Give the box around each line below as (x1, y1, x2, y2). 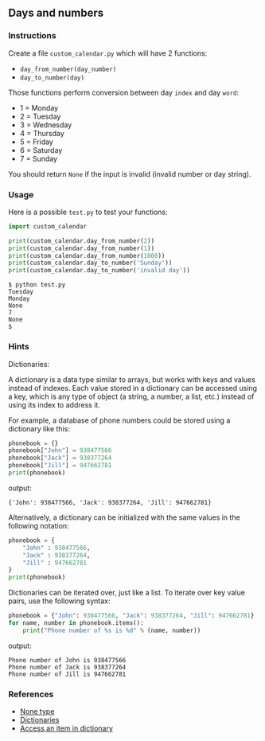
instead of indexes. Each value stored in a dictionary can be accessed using (8, 383, 257, 392)
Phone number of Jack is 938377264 (8, 663, 127, 671)
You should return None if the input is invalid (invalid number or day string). (8, 169, 251, 178)
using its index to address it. (8, 400, 101, 409)
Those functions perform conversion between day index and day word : (8, 88, 240, 97)
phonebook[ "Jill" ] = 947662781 (8, 462, 112, 470)
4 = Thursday (19, 128, 65, 138)
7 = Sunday (19, 154, 58, 163)
